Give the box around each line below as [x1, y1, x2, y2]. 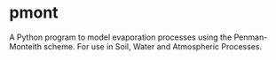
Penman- [233, 32, 268, 42]
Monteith [9, 41, 43, 51]
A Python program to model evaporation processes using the [9, 32, 233, 42]
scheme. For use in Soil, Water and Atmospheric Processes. [43, 41, 263, 51]
